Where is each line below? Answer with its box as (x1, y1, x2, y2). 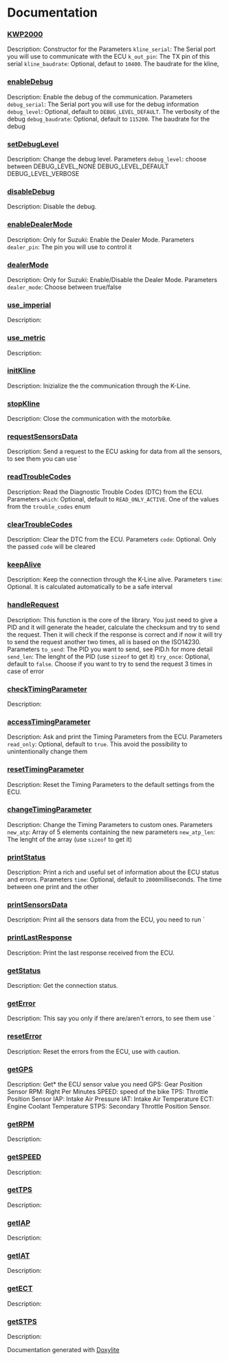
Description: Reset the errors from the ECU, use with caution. (7, 1047, 180, 1055)
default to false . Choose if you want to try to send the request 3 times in (7, 659, 212, 668)
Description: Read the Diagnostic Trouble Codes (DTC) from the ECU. (7, 488, 204, 496)
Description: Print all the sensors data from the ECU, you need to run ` (7, 915, 205, 924)
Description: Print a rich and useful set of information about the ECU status (7, 868, 219, 877)
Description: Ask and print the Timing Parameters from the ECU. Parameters (7, 733, 223, 741)
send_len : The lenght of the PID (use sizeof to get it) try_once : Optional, (7, 652, 211, 660)
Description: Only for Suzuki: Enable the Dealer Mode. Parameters (7, 235, 195, 244)
